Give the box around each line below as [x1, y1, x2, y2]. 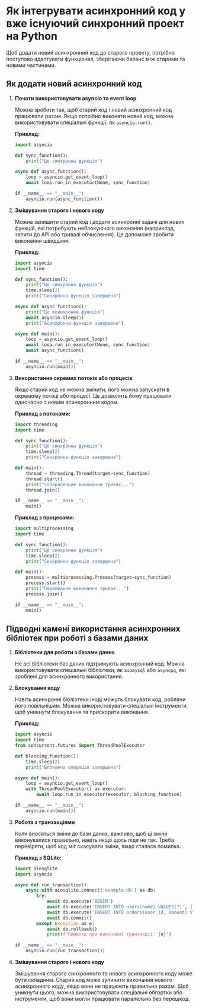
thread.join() [25, 487, 60, 493]
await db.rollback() [46, 926, 98, 932]
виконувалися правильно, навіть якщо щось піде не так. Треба [14, 836, 175, 844]
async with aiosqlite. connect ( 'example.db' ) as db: [25, 887, 156, 893]
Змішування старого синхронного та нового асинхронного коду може [14, 970, 192, 977]
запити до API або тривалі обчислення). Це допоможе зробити [14, 230, 174, 238]
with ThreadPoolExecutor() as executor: [25, 786, 127, 792]
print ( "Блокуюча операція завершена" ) [25, 764, 121, 770]
